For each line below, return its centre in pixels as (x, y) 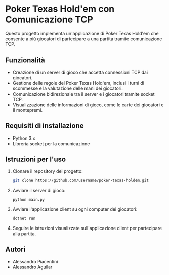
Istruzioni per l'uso (36, 159)
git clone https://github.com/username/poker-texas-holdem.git (81, 181)
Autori (15, 249)
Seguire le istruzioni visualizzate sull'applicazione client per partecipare (87, 228)
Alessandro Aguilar (32, 267)
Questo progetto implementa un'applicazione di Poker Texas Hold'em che (82, 33)
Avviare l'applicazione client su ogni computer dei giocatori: (75, 209)
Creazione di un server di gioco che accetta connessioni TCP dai (80, 72)
